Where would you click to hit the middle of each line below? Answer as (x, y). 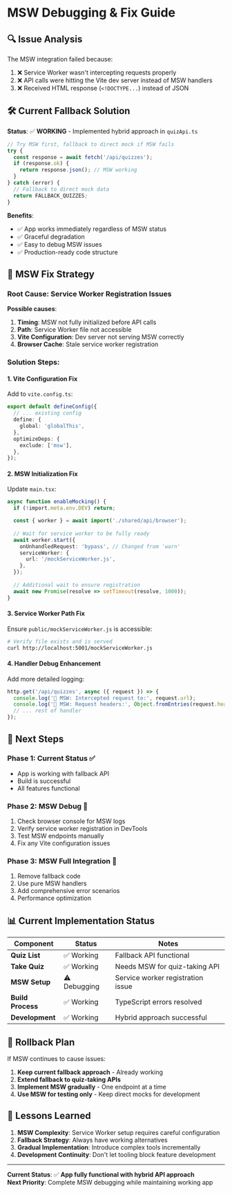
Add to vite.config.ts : (40, 394)
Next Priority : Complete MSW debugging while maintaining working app (110, 1182)
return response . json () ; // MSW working (78, 170)
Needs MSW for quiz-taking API (167, 967)
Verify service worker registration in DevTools (82, 829)
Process (25, 1006)
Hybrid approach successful (161, 1017)
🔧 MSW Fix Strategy (51, 274)
